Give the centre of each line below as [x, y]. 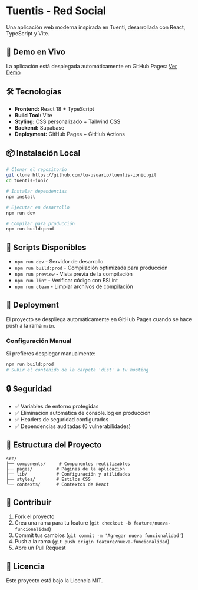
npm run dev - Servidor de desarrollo [59, 262]
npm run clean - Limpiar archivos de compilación [74, 286]
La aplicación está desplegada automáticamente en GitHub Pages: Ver [92, 66]
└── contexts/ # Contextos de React [58, 484]
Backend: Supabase [39, 127]
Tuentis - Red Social [56, 11]
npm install [21, 197]
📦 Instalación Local [43, 153]
